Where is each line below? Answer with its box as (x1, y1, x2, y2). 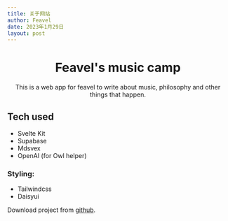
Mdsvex (17, 144, 41, 152)
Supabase (17, 137, 47, 145)
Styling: (7, 169, 35, 178)
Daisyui (17, 192, 40, 201)
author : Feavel (7, 17, 52, 24)
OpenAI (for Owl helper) (17, 152, 87, 159)
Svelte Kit (17, 129, 46, 137)
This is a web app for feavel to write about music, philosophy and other (15, 83, 221, 92)
